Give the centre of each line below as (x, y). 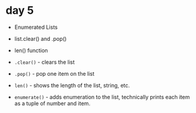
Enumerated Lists (36, 27)
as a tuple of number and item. (52, 103)
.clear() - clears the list (44, 62)
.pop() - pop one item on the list (54, 73)
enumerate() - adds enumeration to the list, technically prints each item (102, 97)
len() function (31, 50)
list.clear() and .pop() (40, 38)
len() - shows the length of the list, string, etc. (72, 85)
